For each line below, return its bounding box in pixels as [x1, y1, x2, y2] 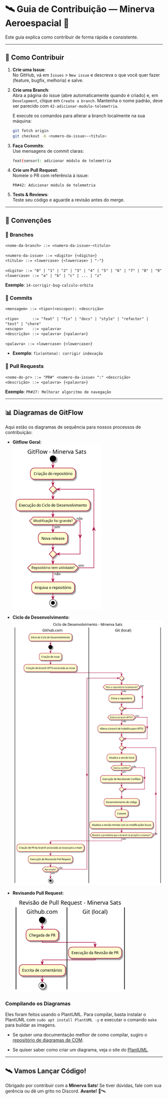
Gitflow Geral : [12, 439, 42, 445]
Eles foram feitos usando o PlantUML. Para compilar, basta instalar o [5, 1011, 146, 1017]
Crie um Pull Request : [12, 167, 58, 173]
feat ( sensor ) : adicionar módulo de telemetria [12, 158, 111, 163]
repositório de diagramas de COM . [12, 1037, 84, 1043]
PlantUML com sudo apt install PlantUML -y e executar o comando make [5, 1017, 157, 1023]
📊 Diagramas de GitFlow [5, 409, 83, 417]
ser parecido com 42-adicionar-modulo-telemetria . [12, 103, 119, 109]
